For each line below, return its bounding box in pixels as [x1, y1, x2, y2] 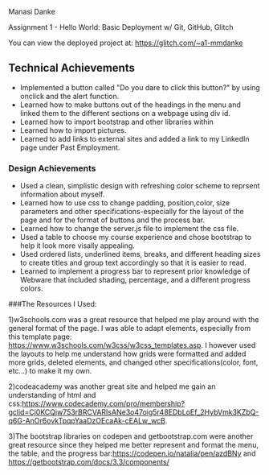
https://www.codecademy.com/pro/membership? [21, 399, 185, 409]
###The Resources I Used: [8, 299, 97, 309]
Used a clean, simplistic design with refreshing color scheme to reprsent [19, 181, 260, 191]
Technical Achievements [8, 61, 135, 75]
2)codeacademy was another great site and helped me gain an [8, 382, 216, 391]
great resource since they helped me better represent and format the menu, [8, 440, 259, 450]
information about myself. [19, 189, 105, 200]
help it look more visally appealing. [19, 241, 135, 250]
